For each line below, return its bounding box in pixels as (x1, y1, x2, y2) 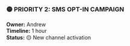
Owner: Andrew (6, 21, 46, 28)
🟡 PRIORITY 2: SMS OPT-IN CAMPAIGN (6, 5, 125, 13)
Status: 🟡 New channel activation (6, 34, 91, 41)
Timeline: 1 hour (6, 27, 47, 35)
